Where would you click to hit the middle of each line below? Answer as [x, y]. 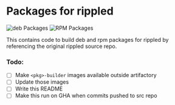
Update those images [42, 82]
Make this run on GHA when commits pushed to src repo [86, 96]
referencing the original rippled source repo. [62, 46]
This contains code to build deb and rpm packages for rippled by [87, 39]
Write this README [39, 89]
